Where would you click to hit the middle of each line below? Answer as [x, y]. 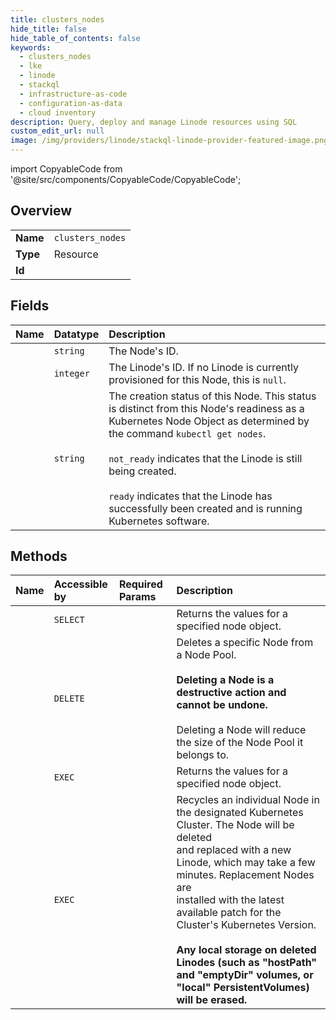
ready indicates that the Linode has [190, 496]
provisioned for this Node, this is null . [197, 379]
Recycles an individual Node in [248, 800]
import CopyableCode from [66, 169]
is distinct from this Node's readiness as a [206, 408]
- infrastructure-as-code [73, 94]
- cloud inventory [58, 112]
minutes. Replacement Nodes [245, 875]
